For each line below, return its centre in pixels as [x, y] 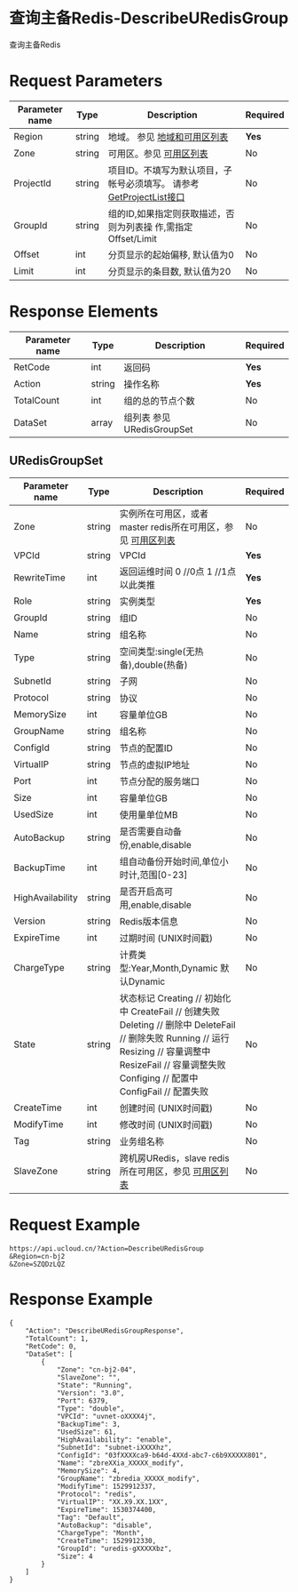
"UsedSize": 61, [86, 1432]
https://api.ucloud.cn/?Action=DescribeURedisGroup [106, 1248]
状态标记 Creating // [161, 998]
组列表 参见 [147, 417]
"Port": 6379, [82, 1401]
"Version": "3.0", [90, 1393]
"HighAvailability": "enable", [114, 1440]
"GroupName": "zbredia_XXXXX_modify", [128, 1478]
